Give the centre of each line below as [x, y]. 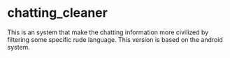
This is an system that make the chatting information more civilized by [108, 32]
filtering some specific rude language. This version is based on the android [115, 39]
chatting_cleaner [58, 13]
